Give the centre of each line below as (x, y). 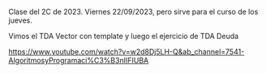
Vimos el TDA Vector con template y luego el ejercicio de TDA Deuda (124, 36)
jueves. (20, 20)
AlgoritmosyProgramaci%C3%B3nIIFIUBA (79, 60)
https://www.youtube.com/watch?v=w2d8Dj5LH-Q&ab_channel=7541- (127, 52)
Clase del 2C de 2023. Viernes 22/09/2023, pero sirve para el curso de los (133, 12)
